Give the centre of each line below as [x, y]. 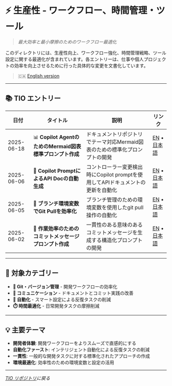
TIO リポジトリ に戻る [28, 378]
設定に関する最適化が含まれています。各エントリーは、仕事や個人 [75, 59]
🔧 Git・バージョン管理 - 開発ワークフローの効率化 [65, 286]
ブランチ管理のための [112, 199]
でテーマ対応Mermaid [112, 142]
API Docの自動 [61, 178]
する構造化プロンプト [117, 240]
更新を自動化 [102, 190]
